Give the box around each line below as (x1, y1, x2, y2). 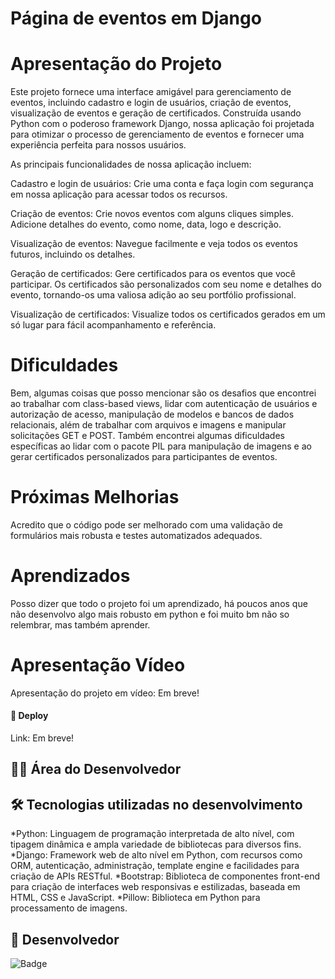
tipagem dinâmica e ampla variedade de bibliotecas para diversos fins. (10, 838, 302, 851)
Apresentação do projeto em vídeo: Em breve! (10, 687, 200, 699)
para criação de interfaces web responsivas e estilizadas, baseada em (10, 881, 301, 893)
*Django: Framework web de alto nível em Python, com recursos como (10, 849, 303, 861)
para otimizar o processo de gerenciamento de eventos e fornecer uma (10, 128, 305, 141)
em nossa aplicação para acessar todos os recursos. (10, 188, 228, 201)
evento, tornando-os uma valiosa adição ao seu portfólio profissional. (10, 289, 297, 301)
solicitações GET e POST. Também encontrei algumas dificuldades (10, 430, 285, 442)
